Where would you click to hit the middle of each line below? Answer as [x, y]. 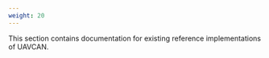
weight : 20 [27, 15]
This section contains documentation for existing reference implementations [135, 38]
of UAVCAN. [29, 46]
